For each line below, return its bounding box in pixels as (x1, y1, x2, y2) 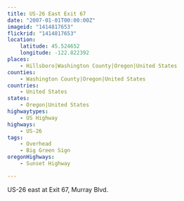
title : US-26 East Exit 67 (7, 10, 86, 18)
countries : (7, 82, 39, 89)
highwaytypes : (7, 108, 49, 115)
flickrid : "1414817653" (7, 29, 77, 37)
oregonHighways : (7, 153, 55, 161)
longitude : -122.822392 (20, 50, 90, 57)
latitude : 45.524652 (20, 43, 80, 50)
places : (7, 56, 30, 63)
